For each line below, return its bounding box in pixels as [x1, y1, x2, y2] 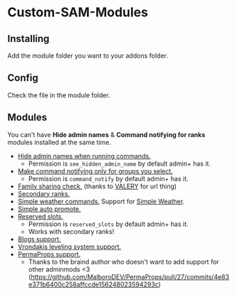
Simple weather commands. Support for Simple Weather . [17, 197, 185, 205]
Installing [7, 33, 50, 45]
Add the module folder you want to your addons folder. [7, 51, 169, 60]
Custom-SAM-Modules [7, 4, 148, 21]
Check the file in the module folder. [7, 90, 110, 100]
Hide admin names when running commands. [17, 151, 151, 160]
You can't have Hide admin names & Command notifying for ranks [7, 130, 206, 139]
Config [7, 72, 38, 84]
